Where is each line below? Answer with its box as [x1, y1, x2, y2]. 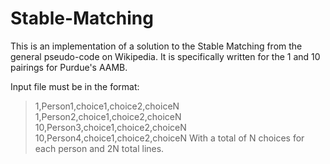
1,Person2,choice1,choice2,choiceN [34, 110, 182, 122]
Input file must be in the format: [10, 80, 140, 92]
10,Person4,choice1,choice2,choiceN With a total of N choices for [34, 132, 305, 144]
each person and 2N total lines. [34, 142, 165, 154]
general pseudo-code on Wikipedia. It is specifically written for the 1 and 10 [10, 50, 321, 62]
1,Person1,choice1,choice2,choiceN [34, 100, 180, 112]
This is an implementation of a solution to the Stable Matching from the [10, 40, 303, 52]
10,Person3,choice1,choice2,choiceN [34, 121, 187, 133]
